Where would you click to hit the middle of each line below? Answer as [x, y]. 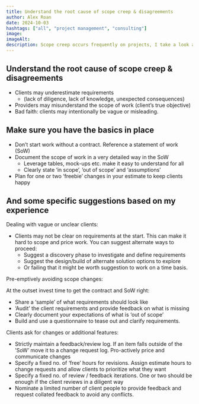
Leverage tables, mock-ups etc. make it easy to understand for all [104, 163]
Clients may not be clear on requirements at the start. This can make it [100, 236]
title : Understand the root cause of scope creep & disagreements [90, 12]
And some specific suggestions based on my [91, 201]
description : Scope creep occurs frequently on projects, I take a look [98, 45]
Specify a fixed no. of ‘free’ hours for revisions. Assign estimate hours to [103, 363]
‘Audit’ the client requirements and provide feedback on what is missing [102, 308]
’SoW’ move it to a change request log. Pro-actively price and [89, 351]
